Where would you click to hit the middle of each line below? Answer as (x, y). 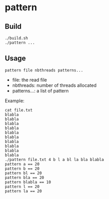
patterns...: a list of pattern (40, 91)
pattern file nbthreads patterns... (44, 70)
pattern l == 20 (22, 187)
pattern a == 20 (22, 164)
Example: (15, 101)
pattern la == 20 (23, 191)
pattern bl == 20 (23, 173)
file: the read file (30, 80)
